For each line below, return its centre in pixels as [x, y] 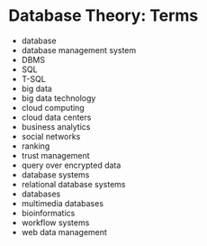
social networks [51, 136]
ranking [36, 146]
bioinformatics [48, 213]
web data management [64, 232]
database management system [79, 50]
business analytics [56, 126]
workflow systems [55, 223]
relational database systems [73, 184]
